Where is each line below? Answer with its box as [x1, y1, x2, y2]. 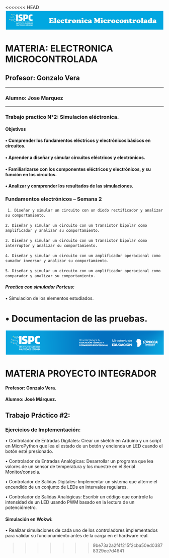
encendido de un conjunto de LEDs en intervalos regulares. [5, 484, 128, 490]
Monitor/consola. [5, 469, 41, 475]
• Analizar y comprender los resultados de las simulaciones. [5, 183, 134, 189]
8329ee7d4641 [93, 548, 124, 554]
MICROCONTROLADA [5, 54, 98, 65]
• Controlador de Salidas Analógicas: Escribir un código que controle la [5, 494, 153, 500]
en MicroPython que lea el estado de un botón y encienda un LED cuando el [5, 443, 163, 449]
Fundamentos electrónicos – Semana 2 [5, 195, 102, 202]
